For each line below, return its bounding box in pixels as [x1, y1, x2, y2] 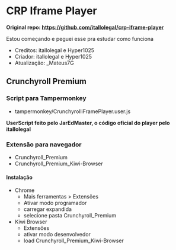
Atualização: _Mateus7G [14, 59, 74, 66]
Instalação [6, 174, 33, 181]
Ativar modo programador [23, 200, 87, 207]
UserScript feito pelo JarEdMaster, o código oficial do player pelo [6, 119, 170, 126]
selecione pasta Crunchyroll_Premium [23, 212, 117, 219]
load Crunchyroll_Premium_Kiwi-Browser [23, 237, 124, 244]
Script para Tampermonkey [6, 94, 87, 102]
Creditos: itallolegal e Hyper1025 [14, 46, 95, 54]
